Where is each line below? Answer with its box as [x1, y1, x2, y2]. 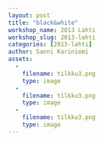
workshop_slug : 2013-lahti [8, 33, 96, 42]
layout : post [8, 11, 51, 20]
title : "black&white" [8, 19, 79, 27]
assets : [8, 56, 34, 63]
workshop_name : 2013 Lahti [8, 26, 96, 34]
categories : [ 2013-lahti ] [8, 41, 92, 49]
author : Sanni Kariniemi [8, 48, 89, 56]
